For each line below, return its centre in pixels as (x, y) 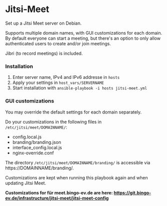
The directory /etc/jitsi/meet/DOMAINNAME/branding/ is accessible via (78, 162)
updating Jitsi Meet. (26, 183)
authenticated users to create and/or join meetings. (58, 43)
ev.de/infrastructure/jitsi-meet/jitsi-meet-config (57, 198)
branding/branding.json (37, 142)
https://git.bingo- (132, 192)
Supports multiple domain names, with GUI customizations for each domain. (84, 33)
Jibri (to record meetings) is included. (44, 53)
